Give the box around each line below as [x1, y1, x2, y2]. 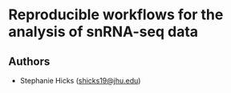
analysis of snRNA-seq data [8, 22, 199, 41]
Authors [8, 55, 51, 68]
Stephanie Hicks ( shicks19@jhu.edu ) [19, 76, 141, 85]
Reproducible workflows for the [8, 6, 224, 24]
